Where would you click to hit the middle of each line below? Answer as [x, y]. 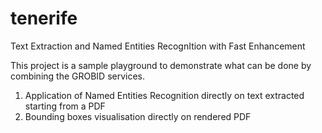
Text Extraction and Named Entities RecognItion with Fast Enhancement [158, 46]
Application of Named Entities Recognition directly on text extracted [164, 95]
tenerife [44, 18]
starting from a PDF [65, 106]
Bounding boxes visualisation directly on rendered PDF [138, 116]
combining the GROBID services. [78, 76]
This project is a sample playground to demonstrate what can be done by [161, 65]
